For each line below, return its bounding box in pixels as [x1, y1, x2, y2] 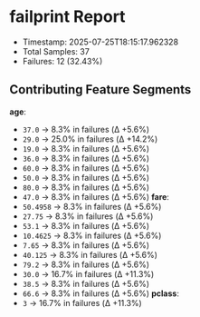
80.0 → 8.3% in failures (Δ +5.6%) [22, 182, 150, 193]
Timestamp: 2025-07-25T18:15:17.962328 [22, 36, 179, 47]
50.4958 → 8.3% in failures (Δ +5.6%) [22, 201, 162, 212]
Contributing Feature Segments [9, 82, 192, 97]
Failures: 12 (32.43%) [22, 55, 103, 66]
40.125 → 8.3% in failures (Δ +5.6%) [22, 249, 158, 260]
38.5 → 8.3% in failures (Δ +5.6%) [22, 278, 150, 289]
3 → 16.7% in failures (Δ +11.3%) [22, 297, 142, 308]
